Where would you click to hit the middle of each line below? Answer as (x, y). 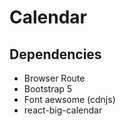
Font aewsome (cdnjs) (69, 99)
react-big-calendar (63, 110)
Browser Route (54, 78)
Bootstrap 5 (48, 89)
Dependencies (55, 54)
